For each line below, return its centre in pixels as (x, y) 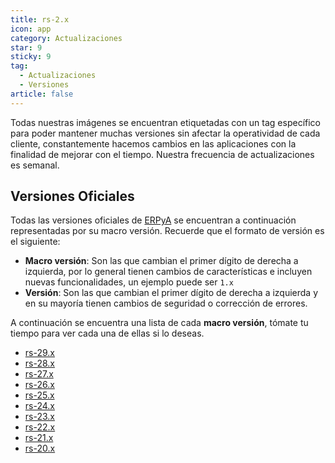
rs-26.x (39, 385)
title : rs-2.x (40, 19)
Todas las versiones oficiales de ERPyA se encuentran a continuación (153, 220)
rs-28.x (39, 363)
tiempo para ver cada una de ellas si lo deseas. (107, 333)
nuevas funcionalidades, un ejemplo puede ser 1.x (129, 282)
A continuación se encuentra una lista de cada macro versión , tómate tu (159, 323)
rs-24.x (39, 406)
